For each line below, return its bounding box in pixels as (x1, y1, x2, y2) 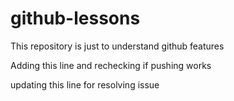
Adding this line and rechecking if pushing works (10, 59, 212, 71)
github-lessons (10, 7, 141, 30)
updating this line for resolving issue (10, 78, 160, 91)
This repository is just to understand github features (10, 40, 225, 52)
